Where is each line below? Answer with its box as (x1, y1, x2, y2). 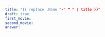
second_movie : (5, 20, 34, 25)
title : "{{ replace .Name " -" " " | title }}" (5, 7, 101, 12)
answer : (5, 25, 21, 30)
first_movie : (5, 16, 31, 21)
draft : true (5, 12, 29, 16)
